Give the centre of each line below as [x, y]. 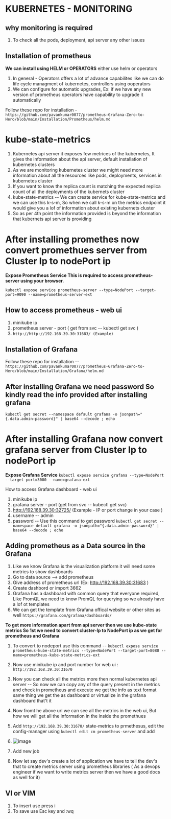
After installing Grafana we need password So [80, 387]
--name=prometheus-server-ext [60, 294]
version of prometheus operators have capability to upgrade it [78, 95]
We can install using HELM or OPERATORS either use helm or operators [81, 68]
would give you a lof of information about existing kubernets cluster [84, 208]
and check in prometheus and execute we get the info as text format [84, 690]
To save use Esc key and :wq [43, 811]
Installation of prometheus [48, 56]
